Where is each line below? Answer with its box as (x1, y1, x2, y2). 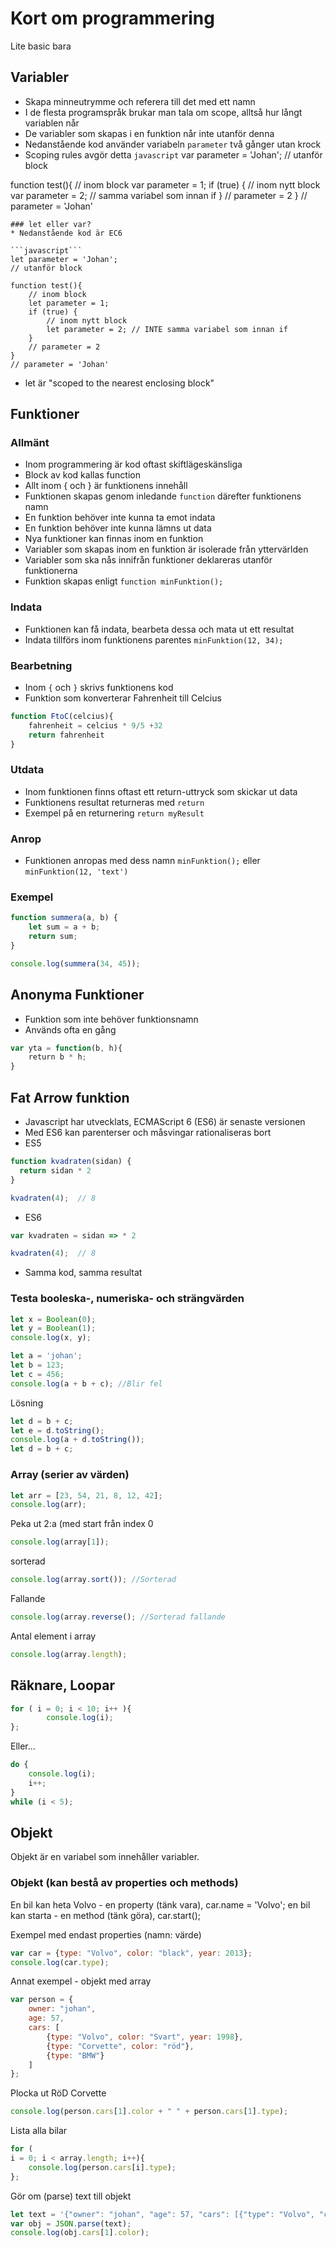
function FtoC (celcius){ (10, 712, 114, 722)
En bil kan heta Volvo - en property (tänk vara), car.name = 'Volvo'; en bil (10, 1898, 311, 1911)
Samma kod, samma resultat (24, 1267, 143, 1279)
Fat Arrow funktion (10, 1089, 130, 1106)
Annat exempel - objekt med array (10, 1975, 152, 1987)
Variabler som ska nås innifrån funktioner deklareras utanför (24, 554, 273, 566)
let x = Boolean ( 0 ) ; (10, 1314, 97, 1324)
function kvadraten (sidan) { (10, 1157, 132, 1167)
